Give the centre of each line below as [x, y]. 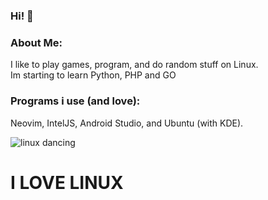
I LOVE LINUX [67, 182]
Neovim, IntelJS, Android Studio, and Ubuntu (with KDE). [127, 123]
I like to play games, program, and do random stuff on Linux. [134, 65]
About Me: [36, 42]
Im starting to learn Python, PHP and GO [93, 75]
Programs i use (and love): [75, 101]
